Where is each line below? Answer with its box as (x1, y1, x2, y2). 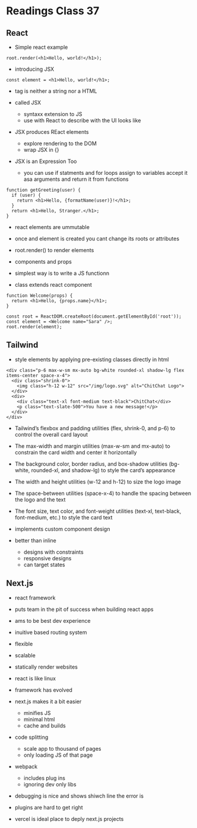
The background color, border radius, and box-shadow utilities (14, 460, 168, 468)
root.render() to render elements (14, 247, 94, 253)
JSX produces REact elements (14, 128, 89, 135)
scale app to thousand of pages (23, 745, 101, 752)
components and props (14, 258, 72, 265)
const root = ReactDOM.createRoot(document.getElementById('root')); (6, 313, 182, 319)
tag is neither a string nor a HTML (14, 87, 97, 95)
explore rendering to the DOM (23, 140, 97, 147)
